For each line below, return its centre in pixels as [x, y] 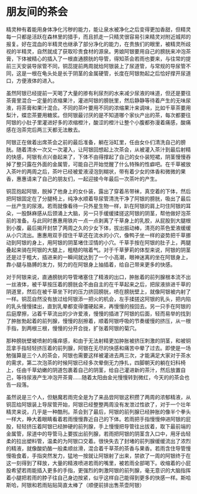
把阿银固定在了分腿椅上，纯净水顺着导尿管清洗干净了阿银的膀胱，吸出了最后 [98, 198]
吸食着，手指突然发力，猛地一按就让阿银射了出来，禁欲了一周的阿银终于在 [101, 455]
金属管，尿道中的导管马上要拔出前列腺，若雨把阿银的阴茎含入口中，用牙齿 [96, 434]
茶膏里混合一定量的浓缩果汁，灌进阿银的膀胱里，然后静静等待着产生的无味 [96, 100]
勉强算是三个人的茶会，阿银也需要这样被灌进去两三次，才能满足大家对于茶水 [98, 355]
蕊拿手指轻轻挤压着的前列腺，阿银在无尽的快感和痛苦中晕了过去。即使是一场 [98, 348]
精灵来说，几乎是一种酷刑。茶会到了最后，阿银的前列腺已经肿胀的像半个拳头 [98, 411]
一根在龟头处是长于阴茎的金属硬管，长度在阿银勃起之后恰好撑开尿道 [108, 73]
